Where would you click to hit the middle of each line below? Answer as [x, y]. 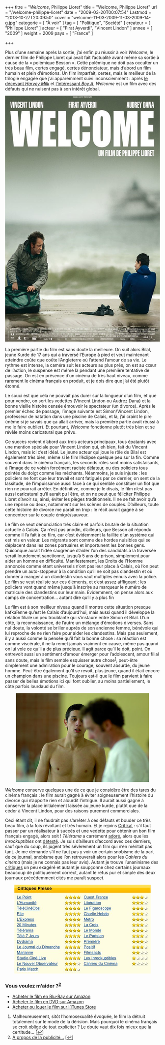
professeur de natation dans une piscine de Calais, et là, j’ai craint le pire [79, 417]
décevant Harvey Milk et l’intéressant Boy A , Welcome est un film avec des [81, 84]
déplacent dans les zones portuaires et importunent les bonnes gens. [75, 545]
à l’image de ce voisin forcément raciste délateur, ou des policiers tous [77, 468]
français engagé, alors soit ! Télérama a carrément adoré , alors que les [77, 836]
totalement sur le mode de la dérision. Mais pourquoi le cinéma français [85, 1022]
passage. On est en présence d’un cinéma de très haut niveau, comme [77, 375]
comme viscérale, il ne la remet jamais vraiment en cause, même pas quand [82, 643]
